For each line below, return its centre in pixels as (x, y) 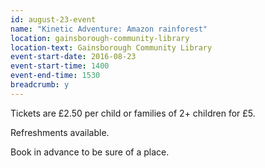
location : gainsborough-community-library (100, 38)
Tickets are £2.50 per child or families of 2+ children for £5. (133, 113)
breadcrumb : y (40, 85)
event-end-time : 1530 (55, 76)
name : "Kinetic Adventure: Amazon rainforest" (109, 29)
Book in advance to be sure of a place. (90, 152)
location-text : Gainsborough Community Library (111, 47)
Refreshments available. (60, 132)
